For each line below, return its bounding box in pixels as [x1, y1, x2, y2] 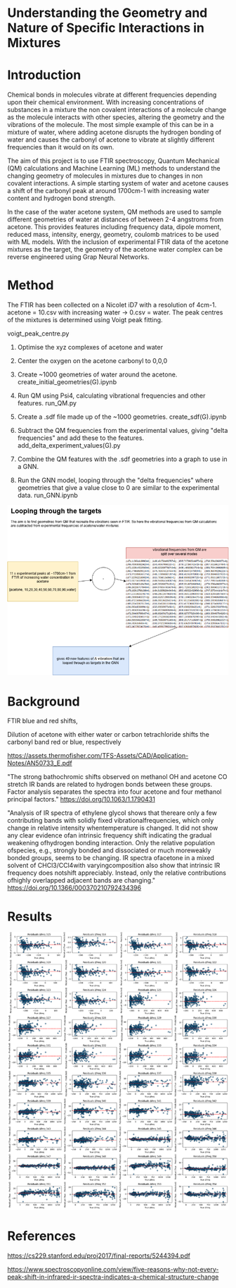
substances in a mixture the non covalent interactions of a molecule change [7, 106, 227, 114]
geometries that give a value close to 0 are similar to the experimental [17, 484, 220, 492]
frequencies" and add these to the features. [17, 434, 145, 442]
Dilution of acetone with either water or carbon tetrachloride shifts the [7, 730, 209, 739]
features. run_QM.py [17, 399, 77, 407]
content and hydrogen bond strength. [7, 194, 116, 202]
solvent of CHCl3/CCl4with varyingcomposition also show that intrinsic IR [7, 861, 221, 870]
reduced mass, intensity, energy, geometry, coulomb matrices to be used [7, 231, 219, 239]
